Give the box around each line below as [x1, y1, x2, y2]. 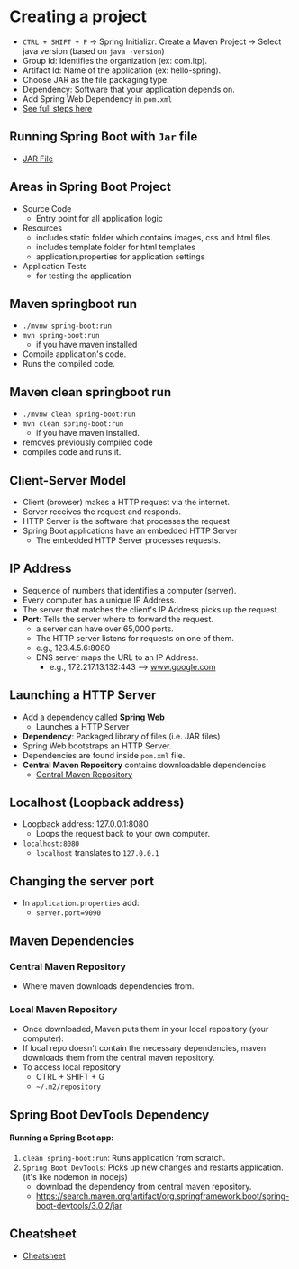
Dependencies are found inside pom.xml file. [22, 749, 186, 760]
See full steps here [22, 103, 93, 113]
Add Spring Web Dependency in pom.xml [22, 93, 173, 104]
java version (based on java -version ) [22, 45, 165, 56]
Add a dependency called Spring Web [22, 712, 165, 722]
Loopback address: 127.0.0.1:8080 [22, 819, 149, 829]
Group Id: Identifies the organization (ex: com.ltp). [22, 55, 208, 66]
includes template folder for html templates [35, 241, 196, 252]
